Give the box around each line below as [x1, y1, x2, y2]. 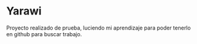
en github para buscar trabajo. [6, 30, 82, 37]
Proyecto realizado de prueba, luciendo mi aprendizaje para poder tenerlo [6, 24, 191, 31]
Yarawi [6, 4, 42, 18]
